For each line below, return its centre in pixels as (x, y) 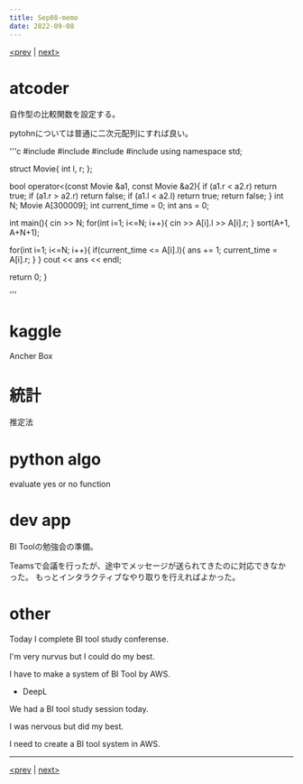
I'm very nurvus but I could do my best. (82, 657)
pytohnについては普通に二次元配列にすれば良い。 (101, 134)
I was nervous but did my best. (67, 726)
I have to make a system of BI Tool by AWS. (90, 674)
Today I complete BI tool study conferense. (89, 639)
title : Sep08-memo (44, 18)
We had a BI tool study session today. (79, 709)
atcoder (39, 88)
